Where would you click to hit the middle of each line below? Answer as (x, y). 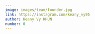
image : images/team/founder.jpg (39, 10)
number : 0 (15, 24)
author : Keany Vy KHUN (29, 19)
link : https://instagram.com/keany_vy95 (48, 14)
